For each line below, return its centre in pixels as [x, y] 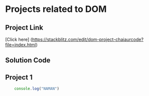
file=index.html [21, 45]
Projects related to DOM [56, 9]
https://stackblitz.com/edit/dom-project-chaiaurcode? [88, 39]
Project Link [24, 28]
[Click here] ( [19, 39]
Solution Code [28, 60]
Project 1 [19, 77]
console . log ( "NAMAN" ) [37, 89]
